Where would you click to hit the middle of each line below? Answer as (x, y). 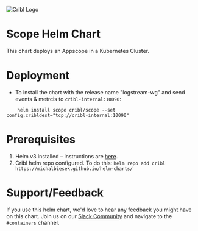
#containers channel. (33, 222)
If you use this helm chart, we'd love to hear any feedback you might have (99, 210)
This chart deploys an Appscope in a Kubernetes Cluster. (78, 51)
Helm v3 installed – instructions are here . (66, 156)
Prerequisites (41, 140)
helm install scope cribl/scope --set (66, 110)
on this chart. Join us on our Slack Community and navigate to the (89, 216)
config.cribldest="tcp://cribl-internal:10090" (68, 115)
